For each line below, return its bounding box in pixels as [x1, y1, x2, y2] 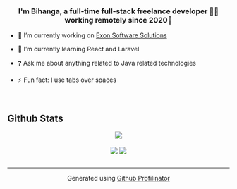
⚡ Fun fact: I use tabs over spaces [17, 75, 116, 84]
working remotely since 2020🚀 [64, 15, 173, 25]
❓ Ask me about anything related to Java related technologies [17, 59, 196, 68]
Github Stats [7, 112, 63, 124]
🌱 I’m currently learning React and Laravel [17, 45, 140, 54]
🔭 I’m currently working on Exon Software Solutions [17, 31, 167, 39]
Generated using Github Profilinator [66, 174, 171, 183]
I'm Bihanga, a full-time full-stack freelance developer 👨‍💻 [18, 6, 219, 16]
